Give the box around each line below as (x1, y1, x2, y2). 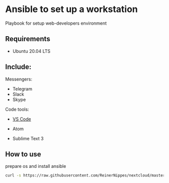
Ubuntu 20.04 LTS (12, 48, 51, 54)
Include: (5, 63, 32, 71)
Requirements (5, 35, 50, 43)
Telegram (12, 85, 33, 91)
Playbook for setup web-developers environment (5, 20, 107, 26)
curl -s (5, 173, 22, 178)
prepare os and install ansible (5, 163, 66, 169)
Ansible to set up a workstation (5, 4, 138, 15)
